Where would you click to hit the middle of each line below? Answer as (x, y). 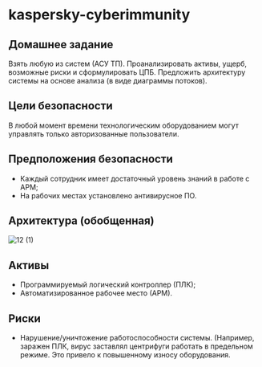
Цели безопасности (61, 106)
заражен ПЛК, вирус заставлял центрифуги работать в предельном (137, 346)
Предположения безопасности (91, 159)
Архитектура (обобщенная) (81, 221)
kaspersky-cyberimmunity (99, 15)
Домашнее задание (61, 45)
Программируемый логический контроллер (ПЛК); (108, 285)
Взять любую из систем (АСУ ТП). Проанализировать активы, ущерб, (127, 63)
